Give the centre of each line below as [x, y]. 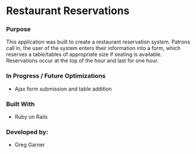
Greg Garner [30, 145]
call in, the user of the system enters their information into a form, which [93, 48]
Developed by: [27, 132]
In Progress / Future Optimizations [56, 76]
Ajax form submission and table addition [63, 89]
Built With [21, 104]
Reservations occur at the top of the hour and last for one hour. [82, 61]
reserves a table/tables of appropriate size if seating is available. [84, 55]
